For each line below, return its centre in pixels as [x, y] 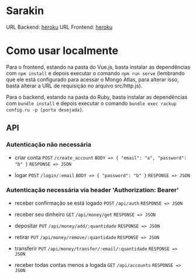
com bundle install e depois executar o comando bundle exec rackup [91, 103]
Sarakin [25, 11]
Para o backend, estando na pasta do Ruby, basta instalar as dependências [97, 97]
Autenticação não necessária [49, 145]
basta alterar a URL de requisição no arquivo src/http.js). [74, 86]
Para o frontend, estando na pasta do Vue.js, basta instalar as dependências [98, 67]
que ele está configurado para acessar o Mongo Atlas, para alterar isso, [93, 79]
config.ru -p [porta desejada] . [45, 109]
